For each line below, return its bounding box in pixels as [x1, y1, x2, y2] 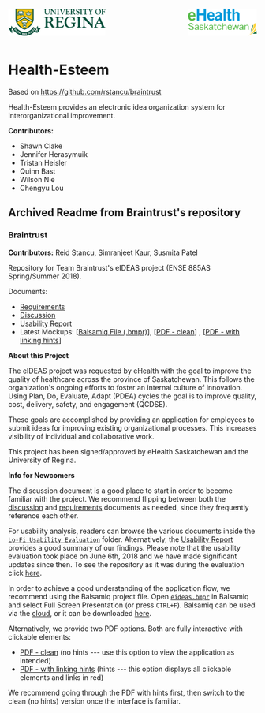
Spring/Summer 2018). [8, 271, 82, 281]
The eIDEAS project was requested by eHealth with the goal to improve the [8, 366, 252, 375]
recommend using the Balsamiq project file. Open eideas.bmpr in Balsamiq [8, 592, 249, 601]
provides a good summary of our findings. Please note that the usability [8, 543, 241, 552]
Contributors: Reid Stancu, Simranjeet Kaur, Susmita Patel [8, 248, 199, 257]
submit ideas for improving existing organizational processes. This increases [8, 423, 257, 432]
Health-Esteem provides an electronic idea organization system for [8, 102, 226, 111]
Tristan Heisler [19, 158, 68, 167]
